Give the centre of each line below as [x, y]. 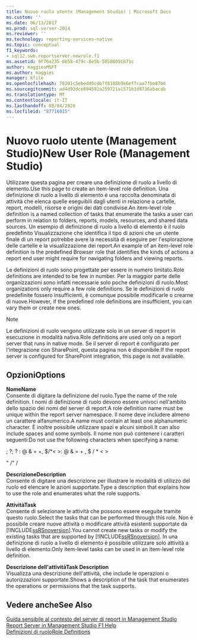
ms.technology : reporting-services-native [59, 39]
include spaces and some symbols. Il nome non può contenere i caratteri [95, 434]
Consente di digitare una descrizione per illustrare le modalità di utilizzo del [98, 481]
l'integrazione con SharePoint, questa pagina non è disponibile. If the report [98, 350]
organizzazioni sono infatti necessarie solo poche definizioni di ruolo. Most [97, 283]
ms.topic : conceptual [33, 45]
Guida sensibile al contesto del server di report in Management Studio [91, 619]
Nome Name [21, 389]
